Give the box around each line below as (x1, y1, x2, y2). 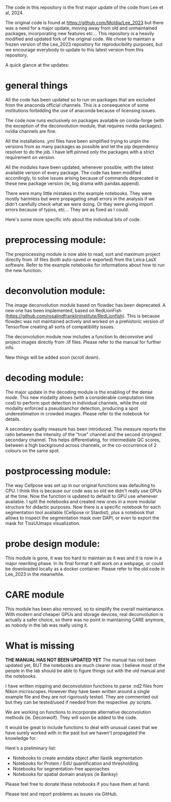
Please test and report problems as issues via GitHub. (5, 791, 118, 797)
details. (5, 416, 21, 422)
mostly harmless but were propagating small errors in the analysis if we (5, 196, 155, 202)
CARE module (5, 589, 65, 600)
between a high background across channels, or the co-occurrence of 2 (5, 442, 157, 448)
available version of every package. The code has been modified (5, 169, 141, 175)
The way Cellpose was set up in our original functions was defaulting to (5, 482, 155, 488)
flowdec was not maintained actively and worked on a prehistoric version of (5, 318, 164, 324)
